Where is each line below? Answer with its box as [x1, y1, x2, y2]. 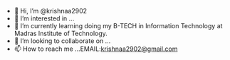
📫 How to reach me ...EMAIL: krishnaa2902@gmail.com [14, 44, 178, 53]
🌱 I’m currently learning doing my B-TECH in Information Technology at [14, 22, 223, 30]
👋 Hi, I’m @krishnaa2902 [14, 7, 88, 15]
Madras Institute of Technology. [14, 29, 108, 37]
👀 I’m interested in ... [14, 14, 75, 23]
